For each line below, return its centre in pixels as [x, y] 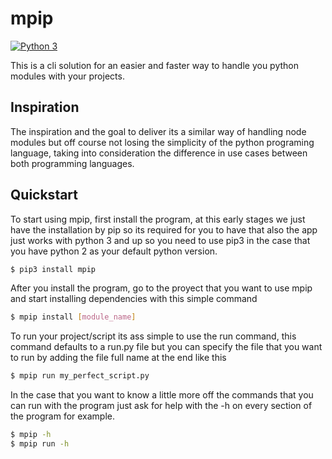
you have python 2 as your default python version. [114, 251]
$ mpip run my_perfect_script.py [80, 376]
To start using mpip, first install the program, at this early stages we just [158, 219]
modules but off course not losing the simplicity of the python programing [162, 142]
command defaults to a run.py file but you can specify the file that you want [166, 347]
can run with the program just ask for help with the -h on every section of [161, 406]
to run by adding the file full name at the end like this [118, 358]
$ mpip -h [31, 435]
